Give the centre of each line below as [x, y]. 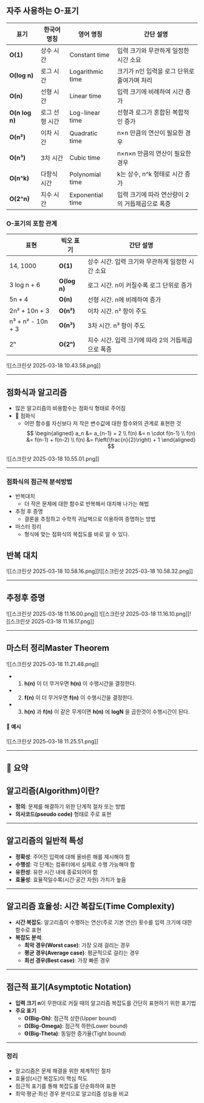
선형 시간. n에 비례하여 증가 [124, 300]
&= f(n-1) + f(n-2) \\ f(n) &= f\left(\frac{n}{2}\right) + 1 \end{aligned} [111, 439]
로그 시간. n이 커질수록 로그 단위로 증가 [140, 285]
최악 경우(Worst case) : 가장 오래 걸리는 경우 [77, 945]
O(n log [20, 113]
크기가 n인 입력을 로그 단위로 [156, 71]
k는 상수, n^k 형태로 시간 [150, 174]
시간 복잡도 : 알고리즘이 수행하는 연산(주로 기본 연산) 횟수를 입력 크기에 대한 [104, 922]
